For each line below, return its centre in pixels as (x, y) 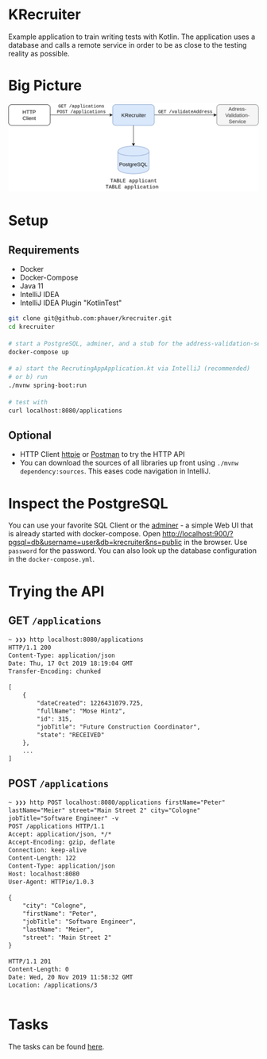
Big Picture (45, 86)
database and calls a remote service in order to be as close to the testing (128, 44)
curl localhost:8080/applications (66, 411)
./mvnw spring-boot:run (48, 386)
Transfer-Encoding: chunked (55, 672)
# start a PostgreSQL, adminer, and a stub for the (95, 343)
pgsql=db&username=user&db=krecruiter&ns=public (95, 543)
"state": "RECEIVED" (71, 735)
